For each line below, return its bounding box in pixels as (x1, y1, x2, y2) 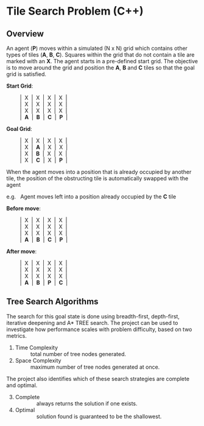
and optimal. (6, 382, 38, 389)
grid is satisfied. (6, 71, 47, 77)
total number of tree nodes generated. (30, 350, 127, 357)
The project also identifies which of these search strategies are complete (6, 375, 190, 382)
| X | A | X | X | (19, 144, 68, 150)
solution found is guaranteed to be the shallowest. (36, 413, 162, 420)
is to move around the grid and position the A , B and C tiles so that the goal (6, 64, 195, 71)
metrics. (6, 332, 27, 339)
